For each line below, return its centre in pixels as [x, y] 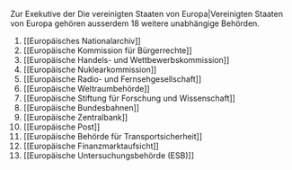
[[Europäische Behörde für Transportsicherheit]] [113, 136]
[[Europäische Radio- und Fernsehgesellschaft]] [112, 79]
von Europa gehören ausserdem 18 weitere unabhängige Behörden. [135, 23]
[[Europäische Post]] [62, 127]
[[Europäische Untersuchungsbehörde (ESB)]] [108, 156]
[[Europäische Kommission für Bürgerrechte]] [107, 50]
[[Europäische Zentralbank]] [75, 117]
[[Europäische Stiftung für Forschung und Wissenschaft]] [129, 98]
